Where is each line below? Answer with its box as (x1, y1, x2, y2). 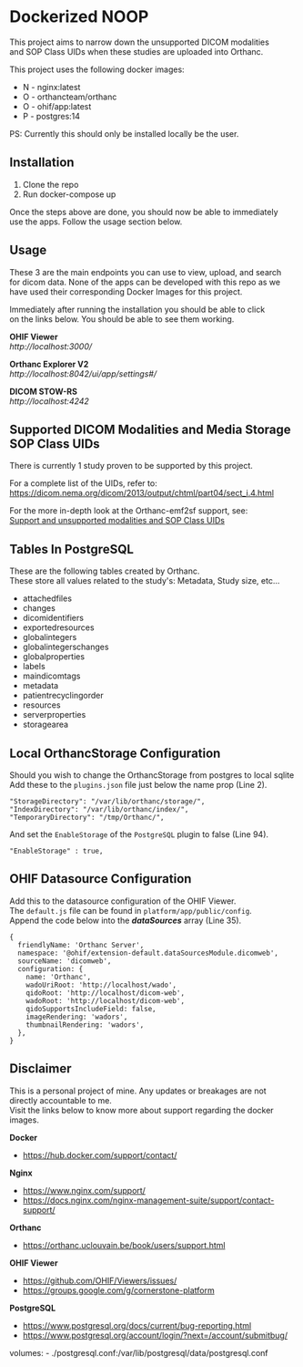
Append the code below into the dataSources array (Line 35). (9, 915, 242, 926)
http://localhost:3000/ (9, 340, 93, 352)
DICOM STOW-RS (9, 386, 77, 397)
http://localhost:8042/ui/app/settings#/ (9, 368, 157, 379)
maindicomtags (22, 670, 81, 681)
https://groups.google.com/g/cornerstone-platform (22, 1284, 216, 1296)
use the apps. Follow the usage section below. (9, 216, 183, 227)
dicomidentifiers (22, 613, 85, 624)
